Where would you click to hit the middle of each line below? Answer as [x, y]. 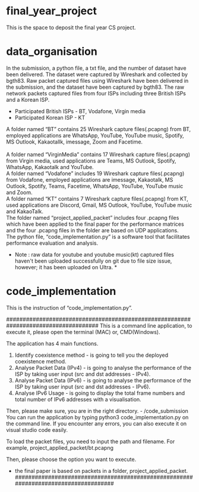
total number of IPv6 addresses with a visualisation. [78, 399]
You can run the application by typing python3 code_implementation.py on [97, 417]
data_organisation [52, 52]
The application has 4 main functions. [52, 343]
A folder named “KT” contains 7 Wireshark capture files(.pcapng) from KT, [97, 198]
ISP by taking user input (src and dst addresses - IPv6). [82, 387]
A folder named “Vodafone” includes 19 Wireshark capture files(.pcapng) [95, 173]
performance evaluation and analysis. [52, 243]
